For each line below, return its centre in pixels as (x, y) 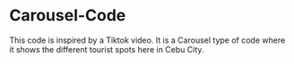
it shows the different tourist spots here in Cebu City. (107, 49)
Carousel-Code (68, 16)
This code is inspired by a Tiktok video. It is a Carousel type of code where (147, 40)
